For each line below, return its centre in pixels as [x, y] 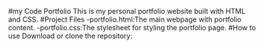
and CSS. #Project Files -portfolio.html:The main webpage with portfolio [125, 19]
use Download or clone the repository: [70, 36]
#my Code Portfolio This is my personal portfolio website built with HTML [127, 11]
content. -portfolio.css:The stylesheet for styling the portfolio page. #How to [132, 27]
